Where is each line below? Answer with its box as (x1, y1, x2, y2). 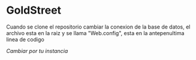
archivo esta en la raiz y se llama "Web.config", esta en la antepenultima (6, 29, 185, 36)
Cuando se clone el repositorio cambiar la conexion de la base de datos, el (6, 23, 191, 30)
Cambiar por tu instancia (6, 47, 68, 54)
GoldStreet (6, 4, 62, 17)
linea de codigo (6, 36, 45, 43)
